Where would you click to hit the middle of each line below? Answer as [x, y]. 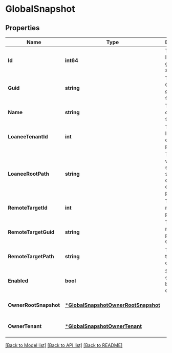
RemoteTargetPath [31, 256]
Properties [23, 28]
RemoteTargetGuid [31, 232]
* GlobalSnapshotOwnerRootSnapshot [112, 305]
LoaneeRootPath [29, 174]
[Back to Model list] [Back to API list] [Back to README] [64, 345]
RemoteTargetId [28, 208]
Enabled [18, 281]
